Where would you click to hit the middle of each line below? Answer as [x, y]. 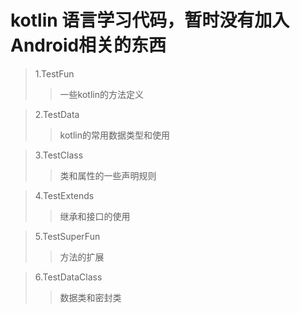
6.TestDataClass [68, 277]
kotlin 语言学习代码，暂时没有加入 [150, 20]
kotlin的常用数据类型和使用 [114, 135]
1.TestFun [54, 73]
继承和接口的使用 [95, 216]
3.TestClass [59, 155]
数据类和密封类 [90, 297]
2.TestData [57, 114]
